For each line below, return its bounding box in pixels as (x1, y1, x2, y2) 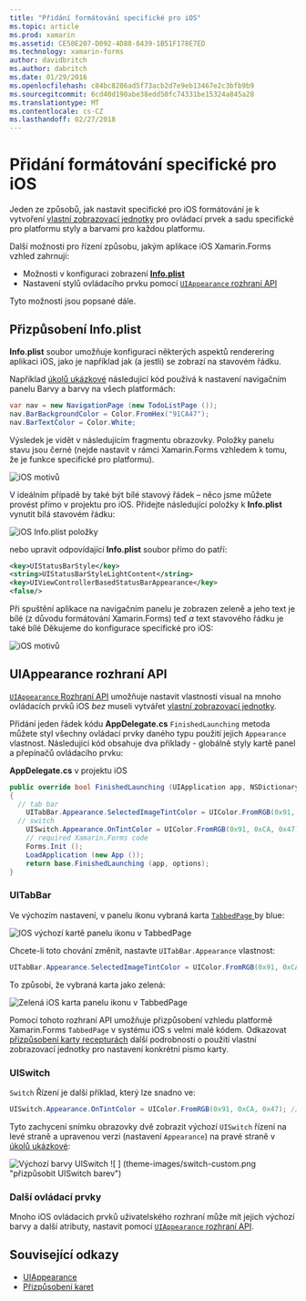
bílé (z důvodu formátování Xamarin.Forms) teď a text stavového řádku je (9, 613, 284, 624)
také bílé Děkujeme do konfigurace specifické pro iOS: (9, 623, 214, 634)
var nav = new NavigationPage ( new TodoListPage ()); (9, 400, 219, 410)
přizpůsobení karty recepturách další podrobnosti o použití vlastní (9, 1034, 257, 1045)
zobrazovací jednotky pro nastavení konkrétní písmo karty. (9, 1043, 229, 1054)
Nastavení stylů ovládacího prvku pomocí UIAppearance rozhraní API (22, 278, 278, 289)
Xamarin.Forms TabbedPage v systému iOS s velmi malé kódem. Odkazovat (9, 1024, 287, 1035)
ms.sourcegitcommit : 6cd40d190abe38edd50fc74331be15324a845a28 (9, 89, 255, 98)
